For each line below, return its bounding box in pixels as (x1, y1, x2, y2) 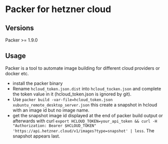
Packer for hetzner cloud (5, 4, 111, 15)
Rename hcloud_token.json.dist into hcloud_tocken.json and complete (12, 85, 161, 91)
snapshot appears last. (12, 133, 61, 139)
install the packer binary (12, 80, 63, 86)
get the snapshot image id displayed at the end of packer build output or (12, 112, 163, 118)
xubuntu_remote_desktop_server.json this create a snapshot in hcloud (12, 102, 157, 108)
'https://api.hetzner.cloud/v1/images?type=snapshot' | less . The (12, 127, 155, 133)
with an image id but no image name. (12, 107, 90, 113)
